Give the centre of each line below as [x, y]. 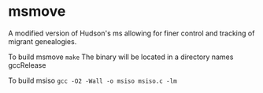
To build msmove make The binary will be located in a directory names [121, 57]
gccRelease [27, 65]
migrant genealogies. [43, 41]
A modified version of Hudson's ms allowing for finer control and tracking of [131, 33]
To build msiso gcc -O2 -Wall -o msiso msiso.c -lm [93, 80]
